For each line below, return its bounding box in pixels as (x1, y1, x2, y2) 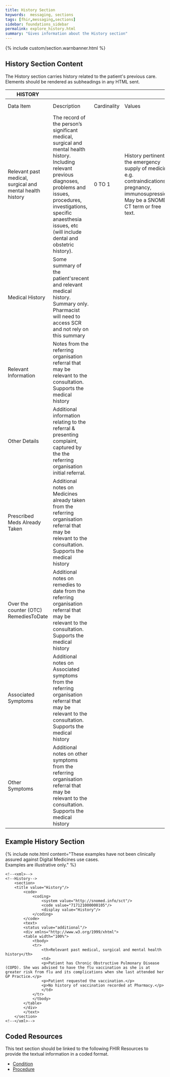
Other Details (8, 437, 39, 444)
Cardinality (94, 102, 120, 109)
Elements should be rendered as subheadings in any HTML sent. (5, 78, 140, 84)
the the (53, 450, 70, 457)
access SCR (53, 319, 82, 326)
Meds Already (8, 519, 41, 526)
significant (53, 127, 78, 134)
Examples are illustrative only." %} (5, 861, 77, 867)
